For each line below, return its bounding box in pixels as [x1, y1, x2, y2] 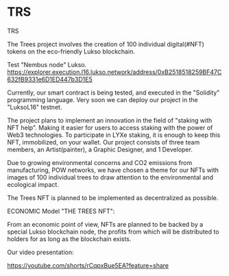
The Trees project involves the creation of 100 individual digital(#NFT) [7, 40, 204, 48]
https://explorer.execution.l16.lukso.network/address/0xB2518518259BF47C [7, 68, 222, 76]
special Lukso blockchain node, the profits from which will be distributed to [7, 227, 219, 236]
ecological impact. [7, 180, 60, 188]
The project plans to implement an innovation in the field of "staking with [7, 116, 213, 124]
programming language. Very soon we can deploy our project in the [7, 95, 198, 103]
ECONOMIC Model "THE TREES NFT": [7, 207, 115, 215]
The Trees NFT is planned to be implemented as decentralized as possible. [7, 193, 219, 202]
